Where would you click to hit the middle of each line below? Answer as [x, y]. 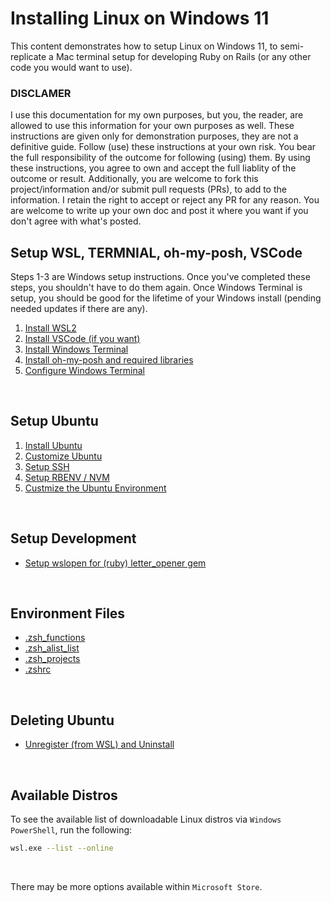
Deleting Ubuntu [62, 720]
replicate [28, 56]
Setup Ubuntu [54, 421]
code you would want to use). [71, 67]
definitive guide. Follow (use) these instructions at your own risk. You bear [163, 147]
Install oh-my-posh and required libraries [109, 360]
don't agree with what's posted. [76, 221]
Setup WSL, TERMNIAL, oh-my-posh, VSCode [156, 252]
